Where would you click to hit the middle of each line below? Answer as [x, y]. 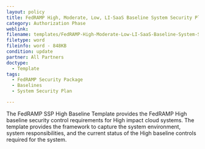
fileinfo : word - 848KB [37, 46]
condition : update [30, 52]
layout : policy [26, 12]
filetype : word [26, 40]
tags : [13, 74]
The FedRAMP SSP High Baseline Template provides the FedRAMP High [97, 114]
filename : [19, 35]
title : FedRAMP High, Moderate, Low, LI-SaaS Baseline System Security [99, 18]
